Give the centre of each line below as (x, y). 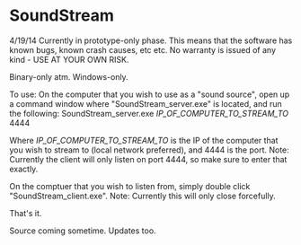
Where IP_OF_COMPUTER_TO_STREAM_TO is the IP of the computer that (144, 140)
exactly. (24, 169)
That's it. (26, 213)
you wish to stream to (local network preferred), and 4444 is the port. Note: (149, 150)
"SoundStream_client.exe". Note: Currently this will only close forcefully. (142, 196)
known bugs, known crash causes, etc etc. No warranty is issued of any (143, 49)
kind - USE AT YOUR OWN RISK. (69, 59)
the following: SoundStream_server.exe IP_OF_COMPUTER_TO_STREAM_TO (149, 113)
